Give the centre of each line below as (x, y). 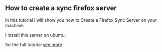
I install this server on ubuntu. (36, 35)
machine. (15, 25)
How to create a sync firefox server (61, 8)
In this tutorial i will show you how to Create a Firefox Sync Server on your (81, 20)
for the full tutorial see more (34, 45)
